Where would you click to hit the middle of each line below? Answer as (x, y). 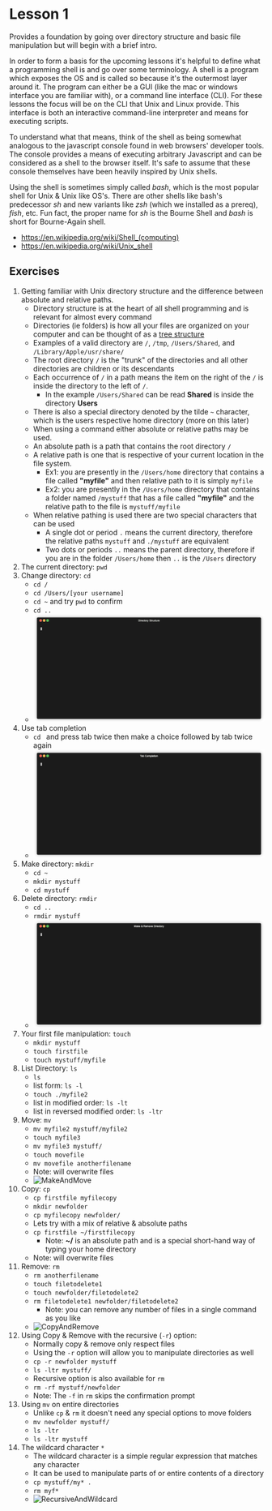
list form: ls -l (58, 1086)
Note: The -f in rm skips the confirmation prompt (114, 1396)
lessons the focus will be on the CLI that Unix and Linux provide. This (124, 104)
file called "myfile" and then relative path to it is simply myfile (149, 480)
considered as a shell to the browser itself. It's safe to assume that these (130, 162)
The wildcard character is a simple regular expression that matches (145, 1456)
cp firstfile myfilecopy (75, 1198)
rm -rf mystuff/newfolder (76, 1388)
